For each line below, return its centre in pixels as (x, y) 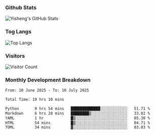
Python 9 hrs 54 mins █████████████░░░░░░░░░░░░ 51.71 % (78, 108)
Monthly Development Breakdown (48, 80)
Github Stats (21, 8)
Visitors (15, 56)
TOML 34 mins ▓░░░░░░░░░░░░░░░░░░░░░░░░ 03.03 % (78, 127)
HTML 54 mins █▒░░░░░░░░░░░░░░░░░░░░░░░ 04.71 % (78, 123)
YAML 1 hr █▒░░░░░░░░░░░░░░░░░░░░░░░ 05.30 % (78, 118)
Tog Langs (18, 32)
